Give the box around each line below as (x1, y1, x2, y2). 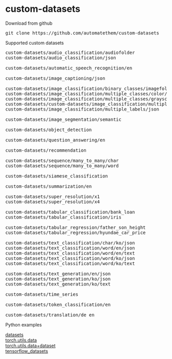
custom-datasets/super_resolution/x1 (5, 193, 100, 200)
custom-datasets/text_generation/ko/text (5, 281, 111, 287)
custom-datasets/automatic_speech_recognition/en (5, 65, 133, 71)
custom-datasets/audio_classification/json (5, 55, 116, 61)
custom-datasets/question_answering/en (5, 137, 105, 143)
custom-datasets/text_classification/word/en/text (5, 250, 135, 256)
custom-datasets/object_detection (5, 127, 92, 133)
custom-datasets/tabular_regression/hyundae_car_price (5, 229, 146, 236)
